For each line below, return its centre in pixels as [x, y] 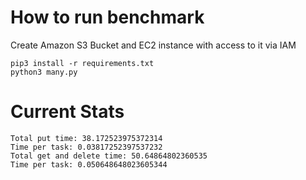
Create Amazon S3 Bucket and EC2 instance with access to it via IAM [153, 45]
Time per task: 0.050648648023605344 [89, 164]
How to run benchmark [107, 17]
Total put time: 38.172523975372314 [86, 138]
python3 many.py [44, 72]
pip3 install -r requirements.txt [82, 63]
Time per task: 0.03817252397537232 [86, 147]
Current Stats [67, 112]
